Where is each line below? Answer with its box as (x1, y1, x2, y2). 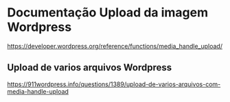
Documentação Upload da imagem (7, 5, 208, 21)
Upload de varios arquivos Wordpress (7, 62, 172, 73)
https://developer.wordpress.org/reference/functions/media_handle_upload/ (7, 42, 223, 50)
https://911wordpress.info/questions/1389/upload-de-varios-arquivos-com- (7, 80, 221, 88)
